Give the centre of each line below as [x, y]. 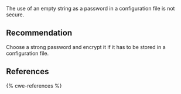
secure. [15, 15]
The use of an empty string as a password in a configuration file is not [90, 8]
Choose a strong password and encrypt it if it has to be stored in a [86, 47]
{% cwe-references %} [34, 86]
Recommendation [39, 33]
